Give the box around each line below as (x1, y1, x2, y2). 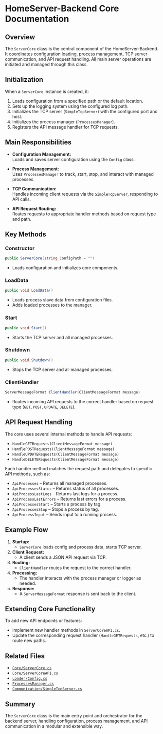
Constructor (5, 245, 35, 252)
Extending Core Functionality (5, 605, 96, 613)
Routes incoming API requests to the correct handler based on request (12, 398, 154, 404)
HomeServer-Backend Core (5, 3, 119, 14)
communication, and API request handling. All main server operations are (5, 56, 152, 62)
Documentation (5, 13, 70, 24)
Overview (5, 33, 36, 41)
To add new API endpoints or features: (5, 618, 82, 624)
